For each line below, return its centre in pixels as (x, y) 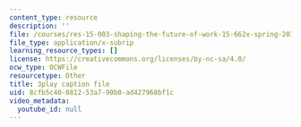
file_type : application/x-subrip (72, 42)
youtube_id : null (50, 109)
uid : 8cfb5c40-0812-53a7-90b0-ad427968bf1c (92, 92)
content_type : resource (54, 17)
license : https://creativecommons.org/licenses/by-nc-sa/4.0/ (128, 59)
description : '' (39, 26)
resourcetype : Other (48, 76)
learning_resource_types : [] (64, 51)
